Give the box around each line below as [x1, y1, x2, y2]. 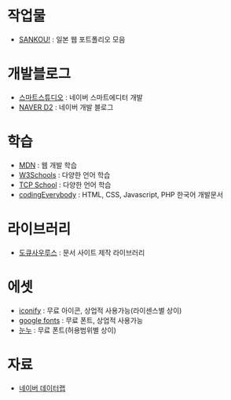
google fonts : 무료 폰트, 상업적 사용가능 [18, 315, 143, 325]
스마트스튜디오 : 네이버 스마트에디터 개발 [18, 92, 143, 102]
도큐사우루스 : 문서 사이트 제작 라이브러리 [18, 248, 145, 257]
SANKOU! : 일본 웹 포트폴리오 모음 [18, 35, 126, 44]
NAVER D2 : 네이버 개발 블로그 [18, 102, 114, 112]
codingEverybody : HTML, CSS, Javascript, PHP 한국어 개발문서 [18, 189, 224, 199]
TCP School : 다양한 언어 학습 [18, 180, 112, 189]
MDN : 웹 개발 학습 [18, 160, 78, 170]
